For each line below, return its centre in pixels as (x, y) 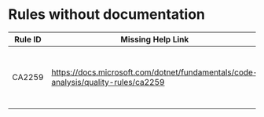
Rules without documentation (107, 15)
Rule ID (28, 39)
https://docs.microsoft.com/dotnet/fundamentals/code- (154, 72)
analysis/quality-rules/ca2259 (108, 82)
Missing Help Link (155, 39)
